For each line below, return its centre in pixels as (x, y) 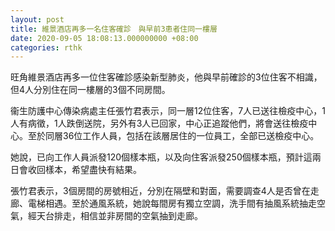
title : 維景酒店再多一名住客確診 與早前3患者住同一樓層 (114, 29)
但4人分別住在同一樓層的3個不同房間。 (90, 90)
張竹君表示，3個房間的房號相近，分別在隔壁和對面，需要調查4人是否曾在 (160, 191)
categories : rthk (46, 47)
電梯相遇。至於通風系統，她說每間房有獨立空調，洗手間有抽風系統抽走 (172, 203)
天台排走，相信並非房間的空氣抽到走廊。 (119, 216)
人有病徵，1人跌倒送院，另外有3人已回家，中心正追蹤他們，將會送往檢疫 (159, 123)
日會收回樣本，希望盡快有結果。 (76, 170)
